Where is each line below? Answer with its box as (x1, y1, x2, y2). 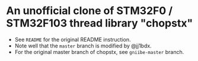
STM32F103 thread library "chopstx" (6, 16, 193, 30)
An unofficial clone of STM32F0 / (6, 4, 173, 18)
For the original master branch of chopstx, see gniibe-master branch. (14, 48, 184, 55)
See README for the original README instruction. (14, 36, 131, 43)
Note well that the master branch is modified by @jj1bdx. (14, 42, 152, 49)
